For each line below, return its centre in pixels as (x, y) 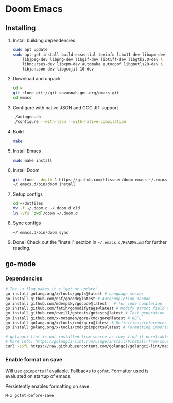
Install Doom (26, 170)
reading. (22, 248)
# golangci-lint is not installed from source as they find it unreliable (87, 337)
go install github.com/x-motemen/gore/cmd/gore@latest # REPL (73, 318)
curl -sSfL (17, 346)
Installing (21, 28)
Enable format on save (34, 359)
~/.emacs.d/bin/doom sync (40, 232)
